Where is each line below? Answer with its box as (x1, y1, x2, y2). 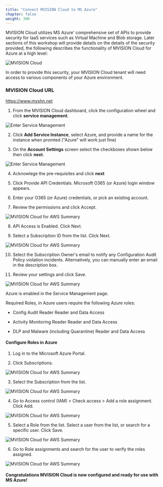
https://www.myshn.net (5, 98, 53, 104)
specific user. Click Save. (12, 427, 64, 433)
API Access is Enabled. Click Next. (12, 223, 82, 229)
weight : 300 (5, 16, 30, 21)
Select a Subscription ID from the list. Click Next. (12, 232, 111, 238)
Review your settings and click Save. (12, 271, 87, 277)
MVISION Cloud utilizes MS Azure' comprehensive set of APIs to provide (5, 30, 151, 36)
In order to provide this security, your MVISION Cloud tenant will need (5, 70, 146, 75)
